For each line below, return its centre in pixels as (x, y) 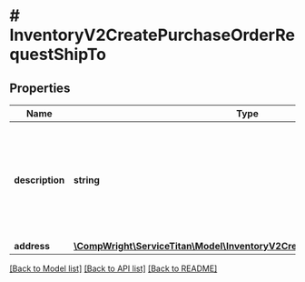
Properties (40, 88)
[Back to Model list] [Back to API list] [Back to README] (113, 268)
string (86, 180)
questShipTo (58, 55)
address (32, 246)
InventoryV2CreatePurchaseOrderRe (152, 35)
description (39, 180)
